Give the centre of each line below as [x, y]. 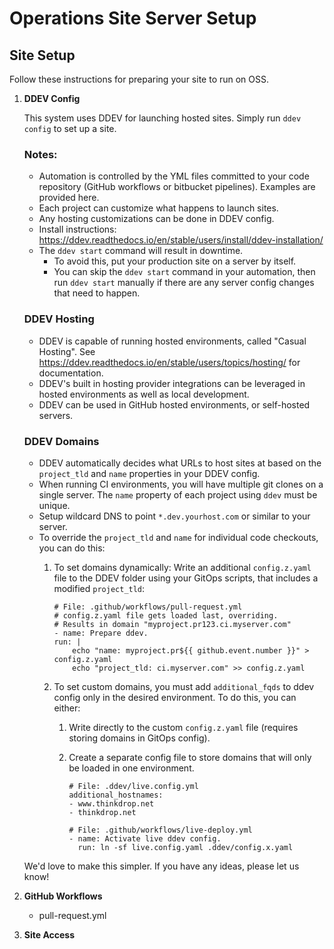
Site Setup [42, 55]
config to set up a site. [70, 128]
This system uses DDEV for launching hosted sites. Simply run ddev [162, 118]
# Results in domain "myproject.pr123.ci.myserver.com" [172, 624]
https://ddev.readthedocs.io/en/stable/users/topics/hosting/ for [169, 362]
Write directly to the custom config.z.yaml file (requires [183, 727]
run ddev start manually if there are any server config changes [184, 283]
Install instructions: [77, 229]
